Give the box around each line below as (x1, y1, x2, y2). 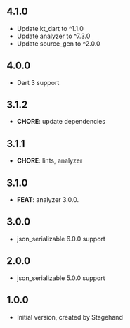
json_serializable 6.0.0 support (16, 234, 106, 243)
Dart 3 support (16, 78, 60, 87)
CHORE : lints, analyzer (16, 156, 83, 165)
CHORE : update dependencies (16, 118, 106, 126)
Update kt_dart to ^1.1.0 (16, 24, 84, 32)
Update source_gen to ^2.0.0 (16, 39, 100, 48)
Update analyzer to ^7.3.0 (16, 32, 91, 40)
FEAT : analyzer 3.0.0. (16, 196, 79, 204)
